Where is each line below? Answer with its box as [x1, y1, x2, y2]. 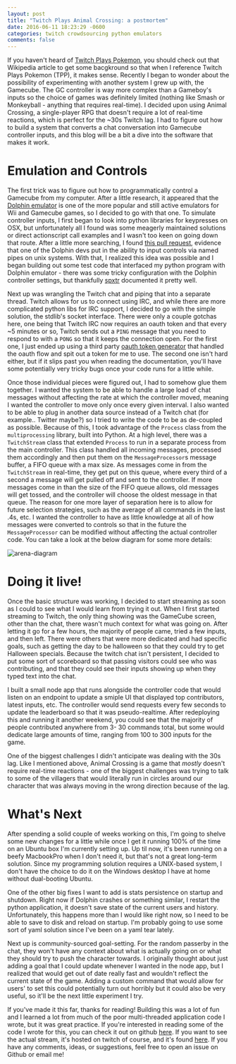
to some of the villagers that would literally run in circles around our [7, 774, 203, 782]
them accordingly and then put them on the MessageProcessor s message [7, 453, 217, 462]
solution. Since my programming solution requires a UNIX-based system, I [7, 859, 223, 867]
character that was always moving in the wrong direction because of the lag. [7, 781, 230, 790]
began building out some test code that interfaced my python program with [7, 261, 225, 270]
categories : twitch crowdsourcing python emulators [7, 30, 162, 37]
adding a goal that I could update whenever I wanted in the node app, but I [7, 961, 224, 970]
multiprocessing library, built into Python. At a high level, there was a [7, 431, 208, 439]
